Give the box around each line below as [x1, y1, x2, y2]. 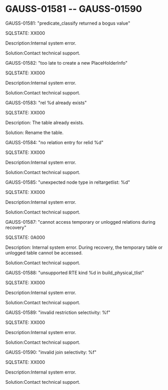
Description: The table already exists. [5, 119, 84, 126]
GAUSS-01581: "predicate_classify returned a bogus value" [5, 20, 130, 26]
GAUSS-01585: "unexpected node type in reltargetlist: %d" [5, 179, 130, 185]
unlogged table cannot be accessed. [5, 249, 83, 256]
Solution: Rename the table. [5, 129, 64, 135]
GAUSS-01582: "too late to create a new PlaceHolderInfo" [5, 60, 127, 66]
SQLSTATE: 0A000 [5, 234, 45, 240]
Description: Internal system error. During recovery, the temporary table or [5, 244, 163, 250]
